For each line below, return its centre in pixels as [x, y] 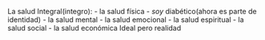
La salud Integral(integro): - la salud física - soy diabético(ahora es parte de [132, 11]
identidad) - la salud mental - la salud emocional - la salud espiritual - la [126, 20]
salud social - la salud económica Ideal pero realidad [94, 28]
